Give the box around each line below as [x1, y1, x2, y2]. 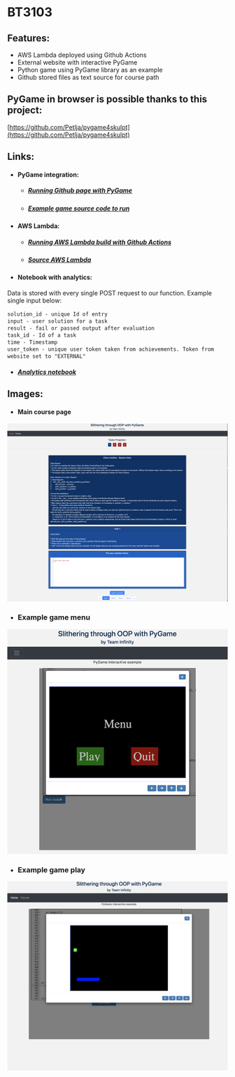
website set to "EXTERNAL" [7, 353, 86, 360]
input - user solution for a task [7, 318, 108, 325]
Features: [7, 32, 50, 44]
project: [7, 105, 43, 116]
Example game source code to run [27, 204, 130, 213]
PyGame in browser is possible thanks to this [7, 93, 208, 105]
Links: [7, 151, 35, 163]
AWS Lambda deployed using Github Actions [17, 51, 147, 59]
